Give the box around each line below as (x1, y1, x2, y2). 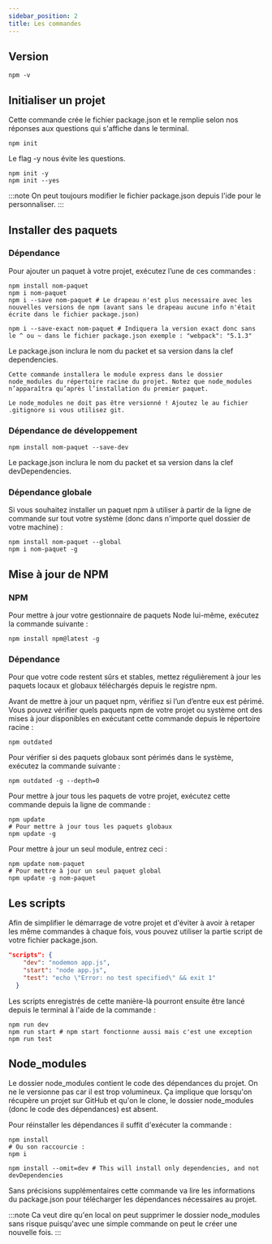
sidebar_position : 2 (8, 11, 79, 20)
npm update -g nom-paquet (8, 874, 96, 882)
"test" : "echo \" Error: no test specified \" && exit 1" (23, 974, 217, 982)
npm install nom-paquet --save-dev (8, 443, 129, 452)
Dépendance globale (8, 486, 92, 498)
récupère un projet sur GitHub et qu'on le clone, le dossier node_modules (8, 1096, 254, 1106)
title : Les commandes (8, 20, 82, 28)
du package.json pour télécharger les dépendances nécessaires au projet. (8, 1194, 257, 1204)
